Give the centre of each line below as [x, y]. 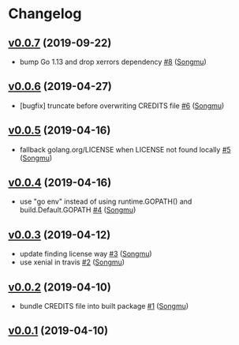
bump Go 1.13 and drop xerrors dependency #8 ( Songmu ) [113, 62]
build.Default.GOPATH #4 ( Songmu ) [78, 210]
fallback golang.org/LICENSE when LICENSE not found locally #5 [125, 149]
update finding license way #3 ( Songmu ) [86, 254]
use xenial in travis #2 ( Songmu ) [72, 262]
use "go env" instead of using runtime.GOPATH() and [106, 201]
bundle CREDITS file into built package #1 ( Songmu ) [104, 306]
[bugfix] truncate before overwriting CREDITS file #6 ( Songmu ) [122, 105]
